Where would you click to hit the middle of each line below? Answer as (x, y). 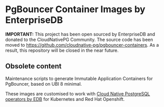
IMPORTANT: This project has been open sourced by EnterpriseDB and (80, 34)
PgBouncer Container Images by (75, 9)
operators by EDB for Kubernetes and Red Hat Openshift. (65, 99)
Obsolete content (34, 66)
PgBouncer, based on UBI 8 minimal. (44, 84)
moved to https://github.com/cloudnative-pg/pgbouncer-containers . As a (82, 45)
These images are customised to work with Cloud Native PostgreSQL (78, 94)
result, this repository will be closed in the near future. (62, 50)
